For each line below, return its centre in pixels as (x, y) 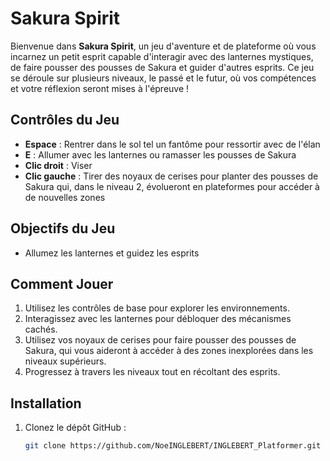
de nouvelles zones (65, 197)
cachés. (41, 329)
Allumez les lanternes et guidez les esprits (112, 253)
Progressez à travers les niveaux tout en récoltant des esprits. (152, 372)
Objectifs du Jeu (63, 228)
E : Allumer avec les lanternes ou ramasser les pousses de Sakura (160, 154)
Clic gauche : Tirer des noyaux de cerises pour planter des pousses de (171, 176)
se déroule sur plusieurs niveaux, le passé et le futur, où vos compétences (163, 78)
